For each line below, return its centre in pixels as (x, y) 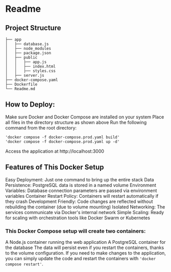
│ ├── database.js (27, 44)
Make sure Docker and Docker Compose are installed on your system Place (85, 117)
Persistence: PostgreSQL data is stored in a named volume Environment (81, 185)
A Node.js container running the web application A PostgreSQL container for (86, 242)
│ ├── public (21, 57)
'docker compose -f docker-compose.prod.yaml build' (63, 137)
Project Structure (33, 28)
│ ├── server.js (25, 75)
